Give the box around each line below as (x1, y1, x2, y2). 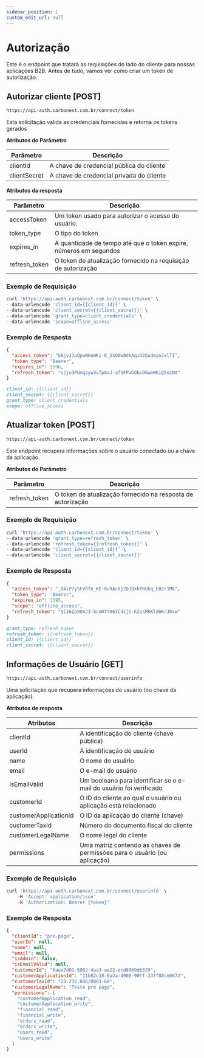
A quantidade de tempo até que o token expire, (54, 239, 188, 247)
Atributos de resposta (6, 704, 63, 711)
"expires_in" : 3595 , (12, 597, 64, 604)
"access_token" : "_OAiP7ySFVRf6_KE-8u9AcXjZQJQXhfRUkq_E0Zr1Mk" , (12, 586, 181, 592)
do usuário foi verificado (93, 784, 163, 792)
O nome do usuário (80, 756, 135, 765)
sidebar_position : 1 (6, 9, 59, 15)
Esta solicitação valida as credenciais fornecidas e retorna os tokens (6, 119, 178, 126)
